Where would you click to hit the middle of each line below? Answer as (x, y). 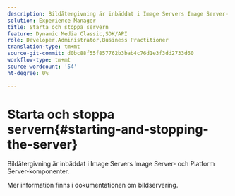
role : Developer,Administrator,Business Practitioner (88, 40)
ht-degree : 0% (28, 73)
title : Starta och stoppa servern (58, 27)
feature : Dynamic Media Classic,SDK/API (68, 34)
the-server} (43, 144)
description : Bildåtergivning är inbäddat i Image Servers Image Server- (118, 14)
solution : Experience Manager (52, 21)
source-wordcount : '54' (42, 67)
